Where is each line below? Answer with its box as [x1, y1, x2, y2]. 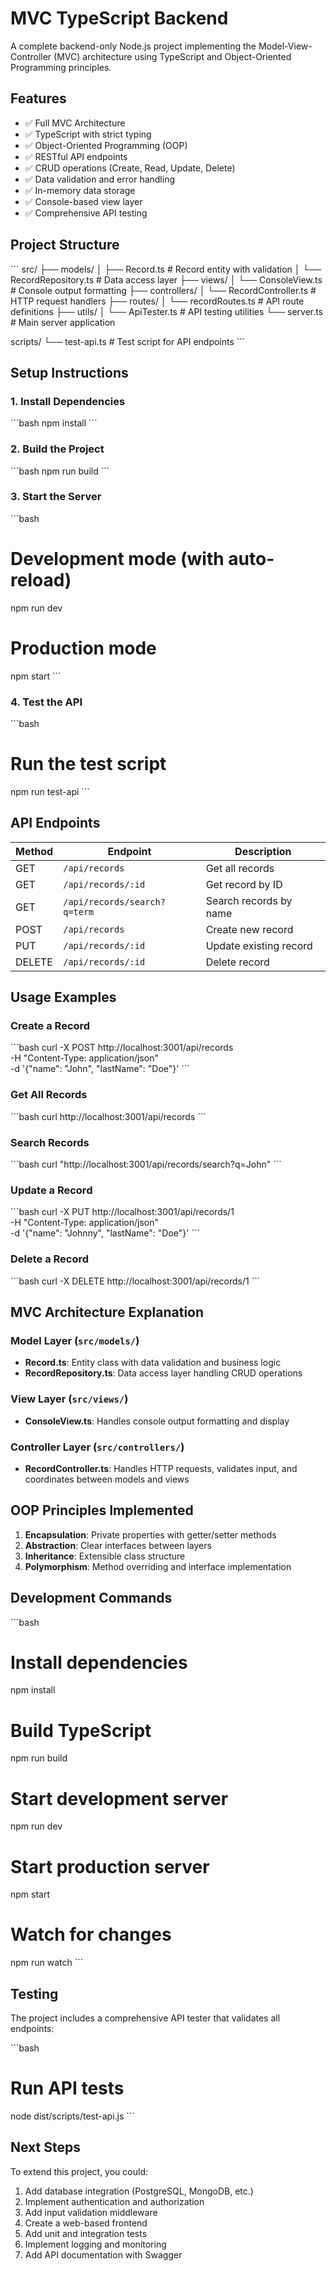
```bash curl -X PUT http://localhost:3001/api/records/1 [10, 1206, 235, 1218]
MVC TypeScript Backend [10, 7, 229, 30]
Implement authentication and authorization [24, 2195, 205, 2207]
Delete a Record [10, 1252, 90, 1266]
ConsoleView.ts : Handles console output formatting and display [24, 1415, 290, 1427]
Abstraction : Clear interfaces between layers [24, 1539, 212, 1551]
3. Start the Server [10, 490, 102, 504]
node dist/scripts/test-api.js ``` [10, 2110, 135, 2122]
